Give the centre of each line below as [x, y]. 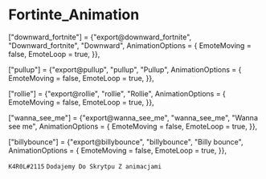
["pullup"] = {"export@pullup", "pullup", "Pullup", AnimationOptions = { [125, 69]
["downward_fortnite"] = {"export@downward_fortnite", [100, 37]
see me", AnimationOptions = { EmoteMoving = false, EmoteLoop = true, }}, [133, 126]
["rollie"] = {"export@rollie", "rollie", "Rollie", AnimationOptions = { [117, 93]
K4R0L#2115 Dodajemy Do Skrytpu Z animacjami [85, 166]
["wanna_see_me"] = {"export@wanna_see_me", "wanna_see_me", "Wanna [133, 117]
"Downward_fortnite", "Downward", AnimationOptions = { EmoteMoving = [130, 45]
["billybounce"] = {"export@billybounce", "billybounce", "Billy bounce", [126, 141]
